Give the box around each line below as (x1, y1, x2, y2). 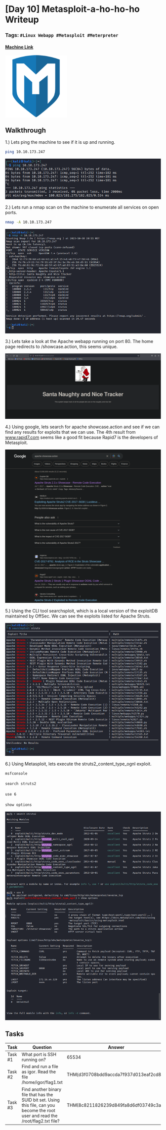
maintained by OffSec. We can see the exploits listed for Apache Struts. (5, 613, 151, 619)
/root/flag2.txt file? (21, 1118, 60, 1124)
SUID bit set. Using (21, 1097, 60, 1103)
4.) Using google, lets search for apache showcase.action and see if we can (5, 424, 160, 430)
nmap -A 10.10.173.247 (5, 220, 52, 225)
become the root (21, 1107, 55, 1113)
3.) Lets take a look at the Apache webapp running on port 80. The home (5, 339, 154, 344)
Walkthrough (5, 126, 46, 134)
